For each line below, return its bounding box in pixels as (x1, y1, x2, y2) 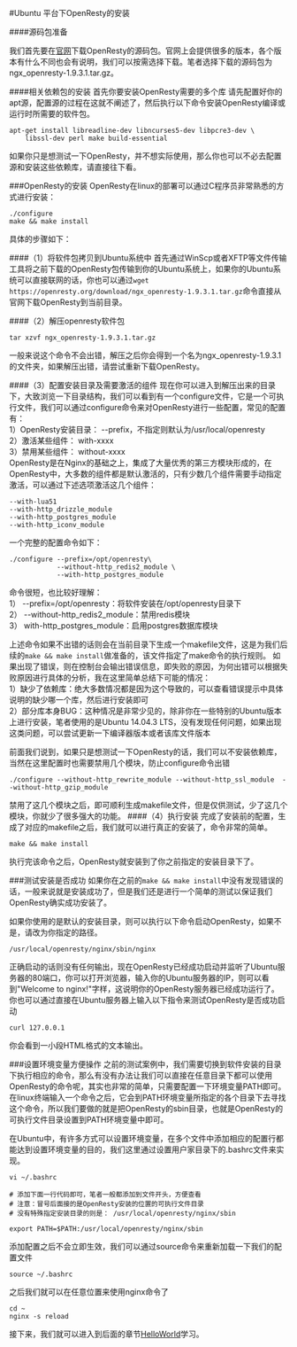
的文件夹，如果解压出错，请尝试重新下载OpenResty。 (9, 362, 205, 371)
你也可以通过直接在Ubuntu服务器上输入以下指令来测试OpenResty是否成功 (9, 995, 278, 1005)
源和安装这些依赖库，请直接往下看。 (9, 162, 141, 172)
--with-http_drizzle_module (9, 505, 113, 514)
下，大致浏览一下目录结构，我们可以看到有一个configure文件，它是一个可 (9, 391, 277, 401)
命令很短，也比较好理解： (9, 588, 103, 597)
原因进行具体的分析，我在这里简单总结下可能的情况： (16, 673, 210, 682)
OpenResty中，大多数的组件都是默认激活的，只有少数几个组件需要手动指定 (9, 469, 282, 479)
